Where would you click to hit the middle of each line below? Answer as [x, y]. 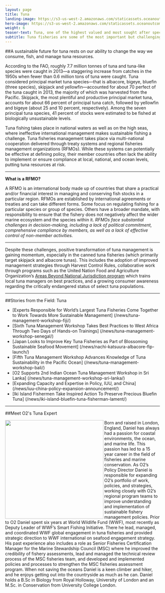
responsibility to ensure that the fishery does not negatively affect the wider [82, 214]
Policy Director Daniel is [128, 470]
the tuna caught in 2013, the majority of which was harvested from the [76, 92]
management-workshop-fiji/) [41, 320]
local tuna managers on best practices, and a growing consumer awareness [82, 281]
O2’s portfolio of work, [127, 480]
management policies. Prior [132, 517]
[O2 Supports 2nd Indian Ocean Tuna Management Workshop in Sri [81, 373]
